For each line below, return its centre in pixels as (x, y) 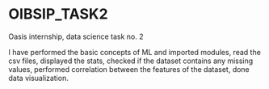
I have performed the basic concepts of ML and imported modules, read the (134, 52)
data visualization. (38, 78)
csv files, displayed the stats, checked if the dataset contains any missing (131, 61)
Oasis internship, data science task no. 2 (76, 36)
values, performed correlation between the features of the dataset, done (129, 69)
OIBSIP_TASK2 (58, 14)
